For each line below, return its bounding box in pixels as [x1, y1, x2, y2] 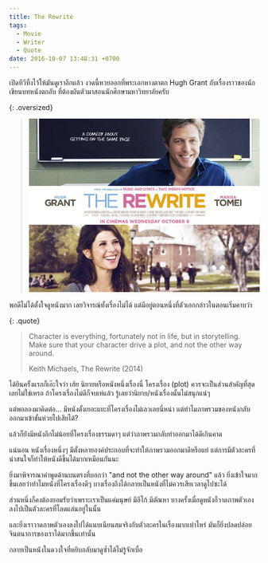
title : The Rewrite [9, 13, 74, 21]
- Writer [16, 38, 45, 46]
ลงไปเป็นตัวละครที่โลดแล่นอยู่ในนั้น [9, 504, 102, 514]
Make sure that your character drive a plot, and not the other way [28, 340, 243, 350]
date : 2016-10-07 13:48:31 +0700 [9, 55, 120, 63]
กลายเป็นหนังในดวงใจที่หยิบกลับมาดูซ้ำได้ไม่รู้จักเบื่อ [9, 545, 143, 554]
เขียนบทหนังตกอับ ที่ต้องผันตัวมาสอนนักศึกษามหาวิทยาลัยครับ [9, 87, 169, 96]
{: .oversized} [9, 103, 54, 112]
